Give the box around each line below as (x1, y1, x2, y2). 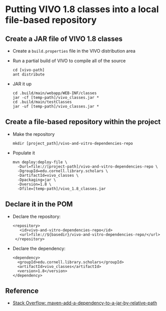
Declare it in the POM (5, 200, 73, 209)
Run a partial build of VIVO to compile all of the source (12, 58, 126, 64)
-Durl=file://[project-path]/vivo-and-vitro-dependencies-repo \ (17, 164, 158, 169)
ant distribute (12, 72, 45, 77)
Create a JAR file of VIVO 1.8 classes (5, 34, 123, 43)
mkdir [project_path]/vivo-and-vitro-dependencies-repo (12, 141, 133, 146)
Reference (5, 287, 39, 295)
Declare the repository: (12, 213, 61, 219)
